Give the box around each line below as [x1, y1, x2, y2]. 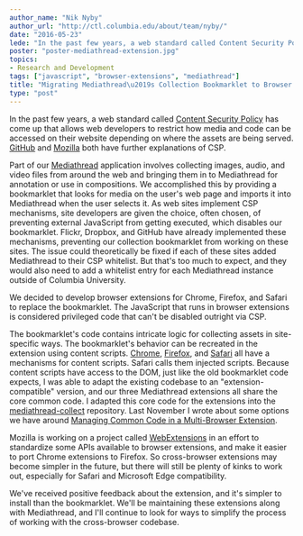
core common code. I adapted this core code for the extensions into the [9, 395, 277, 406]
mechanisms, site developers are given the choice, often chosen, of [9, 207, 262, 218]
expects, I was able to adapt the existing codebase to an [9, 376, 219, 387]
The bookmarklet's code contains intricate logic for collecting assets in [9, 328, 273, 339]
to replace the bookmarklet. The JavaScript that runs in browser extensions [9, 301, 290, 312]
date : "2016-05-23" [9, 30, 83, 39]
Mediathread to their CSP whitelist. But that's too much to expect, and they [9, 255, 287, 266]
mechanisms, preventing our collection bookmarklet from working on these [9, 236, 289, 247]
